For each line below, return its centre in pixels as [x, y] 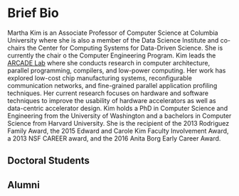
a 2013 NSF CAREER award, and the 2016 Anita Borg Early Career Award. [114, 138]
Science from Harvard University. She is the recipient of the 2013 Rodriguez [118, 123]
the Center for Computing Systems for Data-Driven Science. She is [125, 48]
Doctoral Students [49, 161]
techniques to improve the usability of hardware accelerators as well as [112, 100]
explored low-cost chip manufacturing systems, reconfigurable [100, 78]
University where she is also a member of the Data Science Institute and [113, 40]
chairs [17, 48]
